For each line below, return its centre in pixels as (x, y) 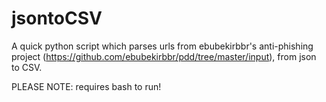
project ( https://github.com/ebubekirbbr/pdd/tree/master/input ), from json (164, 56)
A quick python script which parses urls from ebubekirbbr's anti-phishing (162, 46)
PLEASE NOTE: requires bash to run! (86, 86)
